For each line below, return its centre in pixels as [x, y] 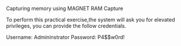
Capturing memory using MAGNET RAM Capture [65, 8]
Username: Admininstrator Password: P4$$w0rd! [65, 37]
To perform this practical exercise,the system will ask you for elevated [90, 20]
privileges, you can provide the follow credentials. [66, 26]
